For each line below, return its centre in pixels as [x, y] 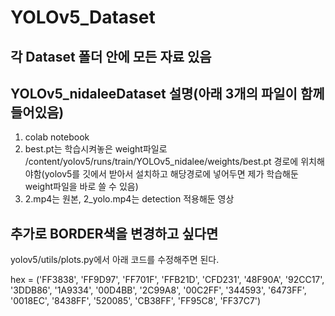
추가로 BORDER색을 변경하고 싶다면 [114, 233]
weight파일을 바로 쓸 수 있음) [81, 187]
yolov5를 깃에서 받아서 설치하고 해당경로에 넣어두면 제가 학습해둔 [171, 174]
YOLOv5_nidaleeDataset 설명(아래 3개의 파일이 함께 [167, 93]
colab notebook [57, 137]
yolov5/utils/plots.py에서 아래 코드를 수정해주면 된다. [115, 260]
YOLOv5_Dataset [83, 17]
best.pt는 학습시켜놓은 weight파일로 [96, 149]
